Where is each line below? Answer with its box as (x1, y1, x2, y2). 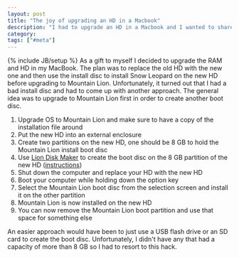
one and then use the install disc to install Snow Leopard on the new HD (7, 72, 218, 80)
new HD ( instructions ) (17, 161, 83, 169)
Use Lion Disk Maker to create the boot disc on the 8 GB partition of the (17, 154, 228, 162)
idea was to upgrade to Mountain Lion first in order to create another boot (7, 94, 224, 103)
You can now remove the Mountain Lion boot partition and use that (17, 206, 213, 215)
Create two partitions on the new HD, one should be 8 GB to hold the (17, 138, 219, 146)
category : (7, 30, 37, 38)
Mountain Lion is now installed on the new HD (17, 198, 152, 207)
